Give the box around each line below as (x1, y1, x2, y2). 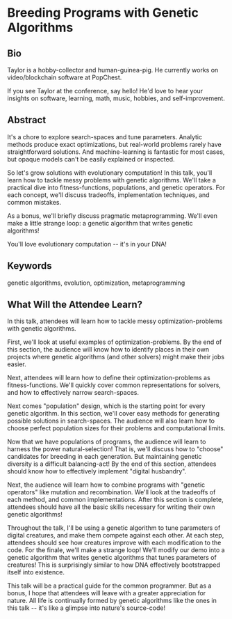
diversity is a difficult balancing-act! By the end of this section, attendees (7, 460, 217, 468)
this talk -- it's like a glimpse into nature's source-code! (7, 604, 165, 612)
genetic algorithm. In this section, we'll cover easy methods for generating (7, 409, 220, 418)
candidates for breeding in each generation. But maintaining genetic (7, 453, 202, 461)
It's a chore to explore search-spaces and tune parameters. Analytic (7, 132, 203, 141)
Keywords (7, 260, 52, 272)
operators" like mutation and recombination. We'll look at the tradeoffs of (7, 488, 216, 496)
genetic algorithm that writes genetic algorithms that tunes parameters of (7, 554, 217, 562)
